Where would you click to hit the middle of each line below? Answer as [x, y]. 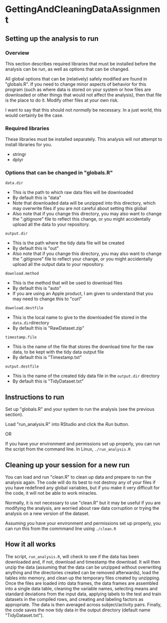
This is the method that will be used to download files [67, 283]
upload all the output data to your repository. [58, 264]
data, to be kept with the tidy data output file [58, 352]
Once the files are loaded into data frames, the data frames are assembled [82, 583]
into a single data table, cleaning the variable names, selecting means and [81, 588]
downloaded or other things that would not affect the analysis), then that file [83, 95]
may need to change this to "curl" [47, 299]
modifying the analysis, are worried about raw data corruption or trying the [82, 508]
